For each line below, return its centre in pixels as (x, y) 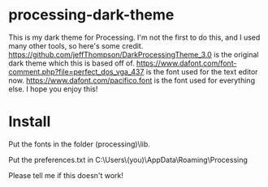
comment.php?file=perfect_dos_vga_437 (76, 71)
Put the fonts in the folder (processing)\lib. (79, 144)
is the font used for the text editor (202, 71)
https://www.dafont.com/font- (187, 63)
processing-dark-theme (91, 15)
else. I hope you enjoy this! (53, 89)
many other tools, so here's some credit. (76, 45)
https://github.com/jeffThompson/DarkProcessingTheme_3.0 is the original (134, 54)
